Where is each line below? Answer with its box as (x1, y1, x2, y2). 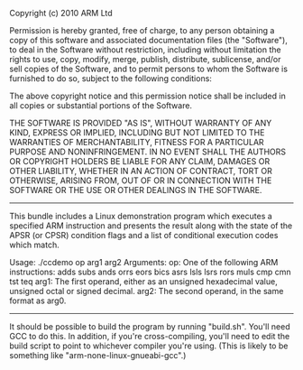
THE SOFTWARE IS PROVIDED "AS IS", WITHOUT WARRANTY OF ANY (9, 117, 272, 128)
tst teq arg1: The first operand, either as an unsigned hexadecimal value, (9, 276, 278, 287)
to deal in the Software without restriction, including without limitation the (9, 44, 281, 55)
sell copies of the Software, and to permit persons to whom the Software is (9, 63, 289, 74)
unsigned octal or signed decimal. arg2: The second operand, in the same (9, 286, 284, 296)
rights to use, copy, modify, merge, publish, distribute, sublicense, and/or (9, 54, 281, 64)
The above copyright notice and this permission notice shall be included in (9, 90, 286, 101)
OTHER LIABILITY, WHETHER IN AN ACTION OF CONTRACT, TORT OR (9, 166, 272, 176)
